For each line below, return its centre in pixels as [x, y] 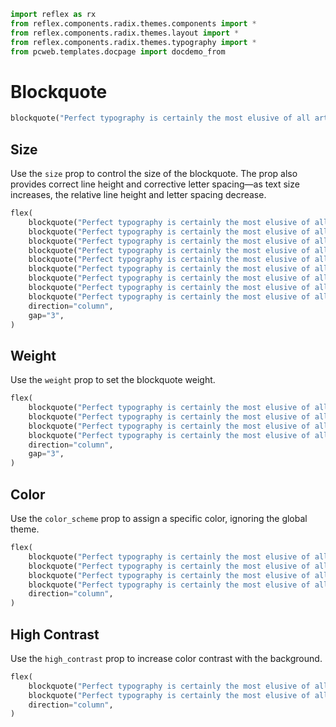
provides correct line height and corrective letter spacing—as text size [155, 184]
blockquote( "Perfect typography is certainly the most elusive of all [160, 118]
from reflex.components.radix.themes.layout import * [125, 33]
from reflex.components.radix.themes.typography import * [133, 42]
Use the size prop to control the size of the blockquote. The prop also [154, 173]
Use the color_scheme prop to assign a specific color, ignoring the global [159, 518]
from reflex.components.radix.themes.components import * [133, 23]
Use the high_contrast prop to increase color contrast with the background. [166, 658]
